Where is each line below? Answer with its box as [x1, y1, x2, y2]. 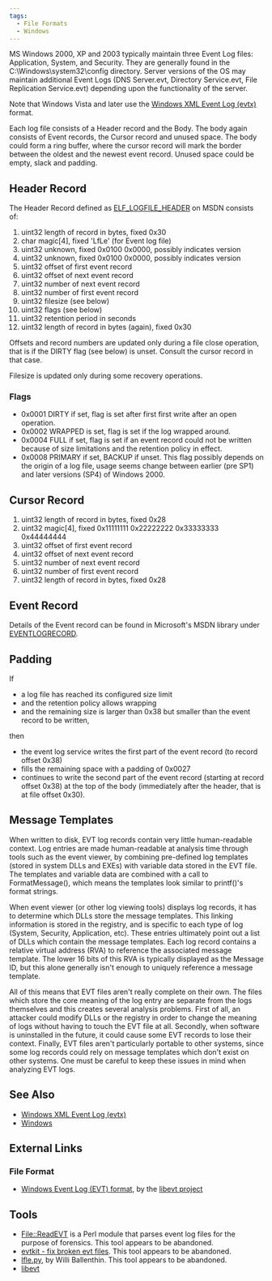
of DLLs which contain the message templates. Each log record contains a [9, 936, 257, 946]
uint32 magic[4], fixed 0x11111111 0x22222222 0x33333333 [20, 524, 219, 533]
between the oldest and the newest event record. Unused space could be [9, 149, 254, 159]
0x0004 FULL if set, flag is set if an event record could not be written [20, 435, 252, 445]
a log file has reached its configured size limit [20, 689, 172, 699]
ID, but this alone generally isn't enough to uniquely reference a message [9, 962, 253, 972]
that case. [9, 355, 43, 365]
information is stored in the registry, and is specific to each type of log [9, 919, 244, 929]
